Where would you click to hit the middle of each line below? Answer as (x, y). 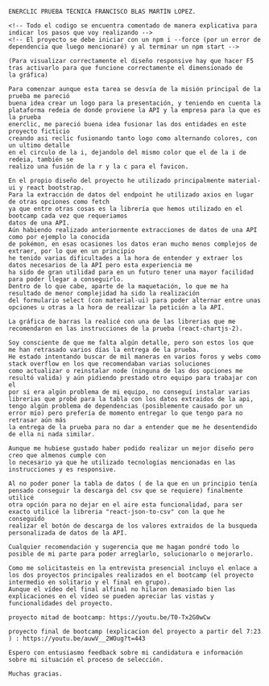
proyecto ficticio (39, 131)
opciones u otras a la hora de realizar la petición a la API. (117, 308)
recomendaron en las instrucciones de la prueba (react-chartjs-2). (126, 329)
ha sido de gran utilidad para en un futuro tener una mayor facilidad (131, 272)
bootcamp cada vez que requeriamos (68, 216)
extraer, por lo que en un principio (72, 251)
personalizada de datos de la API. (68, 533)
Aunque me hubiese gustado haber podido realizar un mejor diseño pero (131, 448)
